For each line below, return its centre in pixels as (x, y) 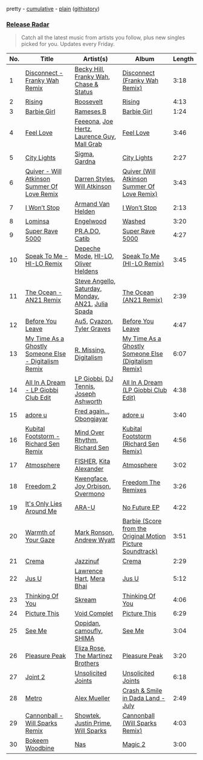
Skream (85, 600)
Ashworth (89, 401)
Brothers (87, 664)
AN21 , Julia (91, 304)
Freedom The (141, 483)
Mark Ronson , (94, 532)
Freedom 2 (40, 486)
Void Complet (94, 613)
